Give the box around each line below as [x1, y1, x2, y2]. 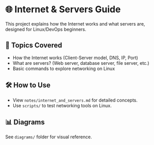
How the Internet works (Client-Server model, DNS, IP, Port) [12, 55, 138, 61]
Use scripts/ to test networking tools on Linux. [12, 102, 112, 108]
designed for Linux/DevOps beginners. [5, 26, 86, 32]
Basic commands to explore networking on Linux [12, 65, 115, 71]
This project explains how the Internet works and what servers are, [5, 20, 145, 27]
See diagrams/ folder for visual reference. [5, 134, 93, 140]
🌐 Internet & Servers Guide [5, 4, 121, 15]
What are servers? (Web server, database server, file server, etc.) [12, 60, 149, 66]
